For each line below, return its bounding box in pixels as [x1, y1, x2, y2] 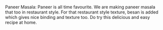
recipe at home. [5, 19, 37, 25]
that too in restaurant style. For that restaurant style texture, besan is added [5, 9, 159, 15]
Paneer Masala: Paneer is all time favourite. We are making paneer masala [5, 4, 156, 10]
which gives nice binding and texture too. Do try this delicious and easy [5, 15, 150, 20]
